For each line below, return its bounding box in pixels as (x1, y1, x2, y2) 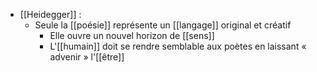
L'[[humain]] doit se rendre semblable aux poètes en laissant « (49, 40, 307, 52)
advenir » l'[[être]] (49, 51, 125, 63)
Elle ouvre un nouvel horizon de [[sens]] (49, 30, 215, 41)
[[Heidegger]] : (19, 9, 82, 20)
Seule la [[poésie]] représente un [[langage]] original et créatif (34, 19, 292, 31)
